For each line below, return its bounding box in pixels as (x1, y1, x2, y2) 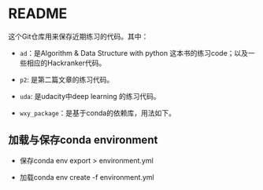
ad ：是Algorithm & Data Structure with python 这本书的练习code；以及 (19, 48, 249, 57)
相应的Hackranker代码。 (26, 58, 106, 68)
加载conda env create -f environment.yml (19, 172, 155, 181)
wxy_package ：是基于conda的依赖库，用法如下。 (19, 108, 176, 118)
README (8, 5, 68, 23)
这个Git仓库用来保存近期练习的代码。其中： (8, 31, 149, 41)
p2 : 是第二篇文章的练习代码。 (19, 75, 114, 84)
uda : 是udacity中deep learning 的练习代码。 (19, 91, 161, 100)
